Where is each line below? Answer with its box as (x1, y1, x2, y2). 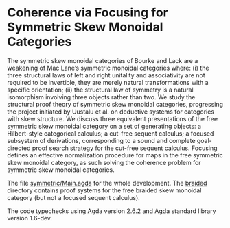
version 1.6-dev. (7, 214, 53, 222)
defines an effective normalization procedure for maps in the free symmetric (7, 151, 223, 159)
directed (7, 144, 31, 152)
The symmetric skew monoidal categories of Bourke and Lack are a (7, 56, 198, 64)
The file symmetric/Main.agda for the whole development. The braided (7, 179, 207, 187)
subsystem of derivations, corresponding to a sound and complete (7, 136, 196, 144)
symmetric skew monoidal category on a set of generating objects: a (7, 122, 201, 130)
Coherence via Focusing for (7, 5, 168, 21)
